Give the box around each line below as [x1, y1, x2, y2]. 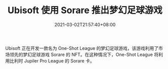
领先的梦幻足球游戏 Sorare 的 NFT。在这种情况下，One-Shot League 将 [9, 51, 159, 57]
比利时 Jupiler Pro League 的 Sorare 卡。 [9, 57, 95, 63]
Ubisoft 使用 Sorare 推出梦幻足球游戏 [7, 5, 163, 16]
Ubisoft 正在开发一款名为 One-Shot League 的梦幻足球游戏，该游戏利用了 [5, 45, 159, 51]
